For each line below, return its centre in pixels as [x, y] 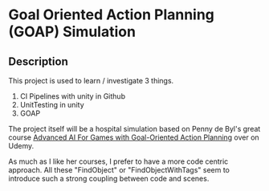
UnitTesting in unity [52, 105]
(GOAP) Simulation [72, 32]
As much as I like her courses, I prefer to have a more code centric [118, 161]
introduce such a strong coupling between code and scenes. [109, 179]
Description [38, 61]
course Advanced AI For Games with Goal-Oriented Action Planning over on [134, 137]
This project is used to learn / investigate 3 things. [91, 81]
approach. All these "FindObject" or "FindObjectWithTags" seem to [119, 170]
